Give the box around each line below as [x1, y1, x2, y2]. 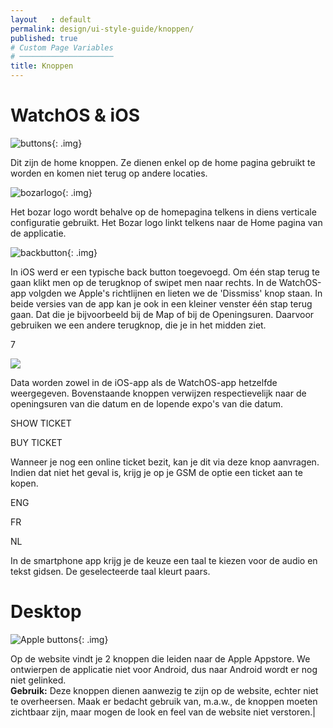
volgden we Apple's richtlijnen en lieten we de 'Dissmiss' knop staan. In [28, 287, 323, 299]
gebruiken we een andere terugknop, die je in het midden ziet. [10, 319, 267, 331]
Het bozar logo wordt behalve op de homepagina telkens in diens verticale [10, 206, 317, 218]
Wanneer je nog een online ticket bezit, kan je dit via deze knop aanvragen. [10, 456, 320, 468]
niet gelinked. [10, 674, 67, 686]
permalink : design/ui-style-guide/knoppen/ [10, 24, 195, 34]
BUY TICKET [10, 436, 63, 448]
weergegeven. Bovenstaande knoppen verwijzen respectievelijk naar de [10, 387, 307, 399]
